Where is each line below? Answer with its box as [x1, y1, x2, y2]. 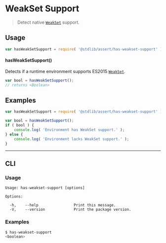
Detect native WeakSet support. [17, 19, 80, 25]
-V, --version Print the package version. [9, 207, 132, 212]
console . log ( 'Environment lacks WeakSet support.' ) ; [14, 136, 129, 141]
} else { [5, 132, 23, 137]
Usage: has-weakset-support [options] [5, 186, 85, 191]
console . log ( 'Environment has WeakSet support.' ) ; [14, 127, 125, 132]
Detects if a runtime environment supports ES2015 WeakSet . [5, 68, 125, 74]
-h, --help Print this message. [9, 203, 116, 208]
